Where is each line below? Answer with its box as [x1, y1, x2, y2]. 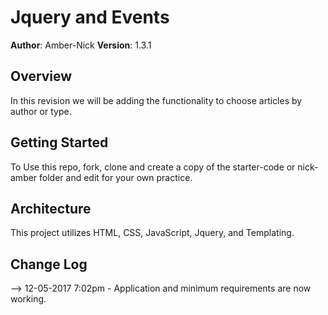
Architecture [10, 200, 92, 217]
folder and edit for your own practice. [39, 171, 193, 183]
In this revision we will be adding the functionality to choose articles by [10, 94, 303, 106]
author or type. [10, 105, 72, 117]
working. [10, 293, 47, 305]
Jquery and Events [10, 6, 170, 29]
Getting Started [10, 134, 109, 151]
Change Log [10, 256, 88, 273]
